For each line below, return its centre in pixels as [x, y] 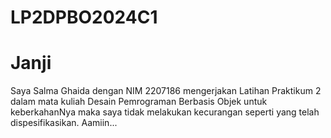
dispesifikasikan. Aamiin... [64, 123]
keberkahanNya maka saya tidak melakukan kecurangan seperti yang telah [165, 112]
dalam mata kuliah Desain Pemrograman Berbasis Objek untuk [139, 102]
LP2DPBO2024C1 [84, 17]
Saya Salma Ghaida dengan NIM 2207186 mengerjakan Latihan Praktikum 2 [166, 91]
